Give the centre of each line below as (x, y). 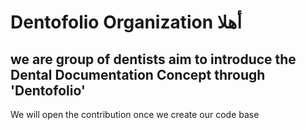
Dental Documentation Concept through (138, 74)
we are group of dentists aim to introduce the (153, 59)
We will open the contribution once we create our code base (135, 114)
